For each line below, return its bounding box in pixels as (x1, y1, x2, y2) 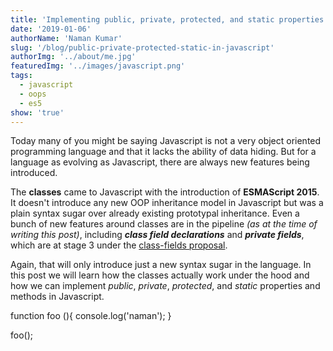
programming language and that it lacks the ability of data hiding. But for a (10, 146, 317, 158)
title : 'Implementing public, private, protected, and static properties (10, 14, 325, 25)
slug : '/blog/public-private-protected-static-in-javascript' (10, 42, 275, 53)
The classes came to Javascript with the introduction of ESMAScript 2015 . (10, 186, 320, 198)
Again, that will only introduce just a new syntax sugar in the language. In (10, 259, 312, 271)
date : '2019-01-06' (10, 24, 92, 34)
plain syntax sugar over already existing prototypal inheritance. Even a (10, 207, 300, 220)
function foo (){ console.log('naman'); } (10, 310, 172, 322)
